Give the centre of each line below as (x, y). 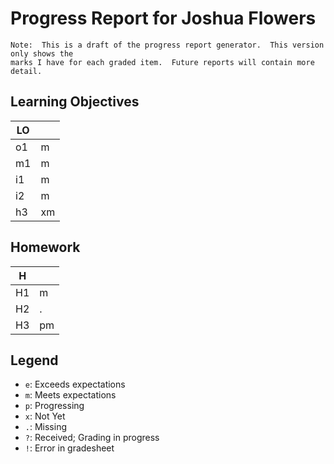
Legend (34, 360)
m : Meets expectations (70, 395)
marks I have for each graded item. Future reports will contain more (162, 62)
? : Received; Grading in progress (92, 438)
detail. (26, 71)
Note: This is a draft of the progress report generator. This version (167, 45)
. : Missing (46, 427)
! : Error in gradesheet (69, 448)
